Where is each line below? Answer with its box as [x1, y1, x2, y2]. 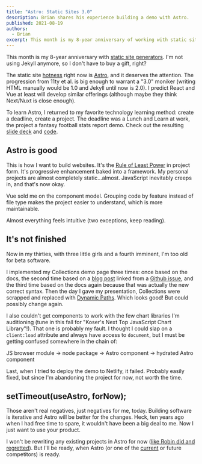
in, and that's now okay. [6, 180, 65, 187]
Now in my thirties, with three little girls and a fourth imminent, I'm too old [6, 250, 188, 257]
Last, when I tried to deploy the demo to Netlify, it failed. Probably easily [6, 367, 185, 374]
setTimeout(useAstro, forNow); [6, 391, 127, 401]
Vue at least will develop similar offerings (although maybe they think [6, 91, 177, 98]
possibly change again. [6, 300, 64, 307]
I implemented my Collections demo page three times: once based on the [6, 268, 188, 275]
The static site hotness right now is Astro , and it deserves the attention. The [6, 72, 194, 78]
